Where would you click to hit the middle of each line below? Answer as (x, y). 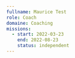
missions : (19, 29)
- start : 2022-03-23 (38, 34)
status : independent (43, 46)
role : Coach (21, 18)
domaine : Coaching (30, 23)
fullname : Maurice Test (37, 12)
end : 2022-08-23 (38, 40)
